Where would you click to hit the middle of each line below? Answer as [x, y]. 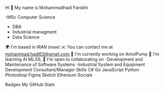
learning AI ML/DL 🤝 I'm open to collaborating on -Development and [74, 59]
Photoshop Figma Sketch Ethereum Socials [49, 75]
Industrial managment [34, 32]
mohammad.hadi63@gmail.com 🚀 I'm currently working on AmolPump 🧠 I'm [82, 54]
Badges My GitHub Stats [30, 84]
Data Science [26, 37]
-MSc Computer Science [30, 17]
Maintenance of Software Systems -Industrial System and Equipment [75, 64]
